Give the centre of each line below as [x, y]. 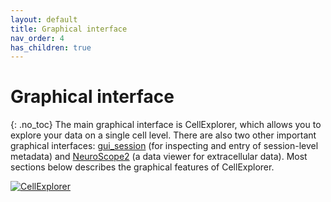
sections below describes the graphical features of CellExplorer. [142, 167]
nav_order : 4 [37, 38]
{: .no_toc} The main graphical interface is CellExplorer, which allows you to [166, 125]
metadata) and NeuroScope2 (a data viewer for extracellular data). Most [159, 157]
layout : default [44, 19]
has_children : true [51, 47]
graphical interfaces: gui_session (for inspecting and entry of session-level [164, 146]
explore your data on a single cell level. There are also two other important [163, 135]
